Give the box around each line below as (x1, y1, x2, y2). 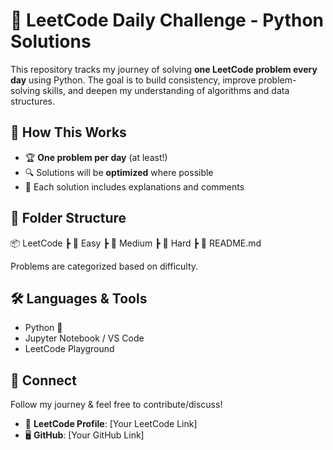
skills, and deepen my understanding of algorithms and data (42, 84, 290, 96)
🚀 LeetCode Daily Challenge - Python (10, 9, 324, 32)
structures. (10, 95, 55, 107)
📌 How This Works (10, 124, 127, 141)
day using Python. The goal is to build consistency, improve (10, 74, 257, 86)
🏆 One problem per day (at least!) (24, 151, 168, 163)
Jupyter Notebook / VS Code (24, 332, 145, 344)
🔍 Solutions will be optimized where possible (24, 166, 214, 178)
